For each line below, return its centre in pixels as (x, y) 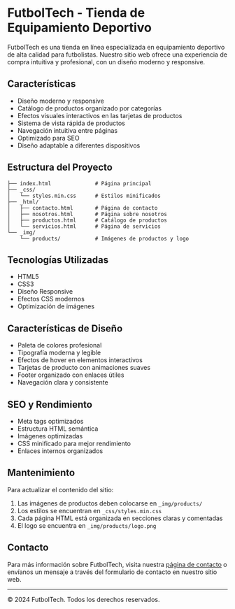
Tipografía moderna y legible (59, 353)
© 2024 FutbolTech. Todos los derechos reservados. (84, 599)
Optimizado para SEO (48, 138)
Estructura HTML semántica (58, 429)
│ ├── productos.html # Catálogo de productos (87, 220)
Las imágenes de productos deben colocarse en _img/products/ (110, 503)
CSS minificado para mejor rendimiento (74, 443)
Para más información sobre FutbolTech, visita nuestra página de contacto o (117, 564)
